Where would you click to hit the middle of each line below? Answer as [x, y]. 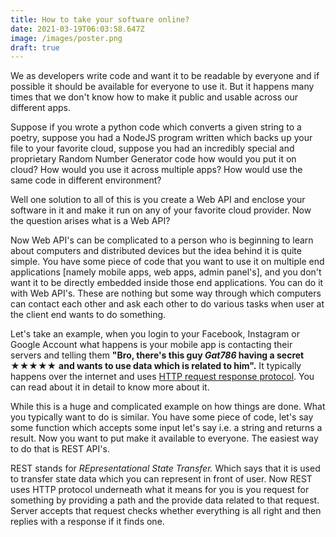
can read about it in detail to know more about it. [110, 387]
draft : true [35, 47]
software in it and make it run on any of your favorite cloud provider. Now [161, 210]
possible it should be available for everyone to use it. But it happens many [162, 87]
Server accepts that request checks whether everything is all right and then [166, 511]
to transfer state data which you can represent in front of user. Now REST [161, 479]
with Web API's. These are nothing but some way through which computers [166, 293]
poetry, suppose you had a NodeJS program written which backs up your [161, 138]
